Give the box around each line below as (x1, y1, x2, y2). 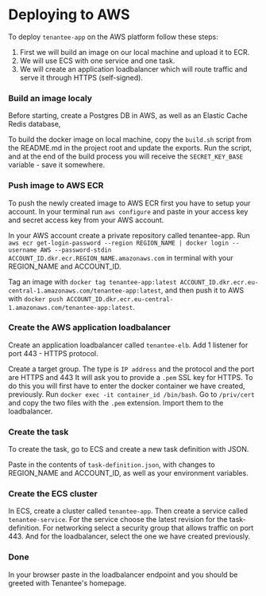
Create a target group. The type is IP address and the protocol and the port (8, 364, 255, 374)
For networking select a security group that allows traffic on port (42, 523, 254, 533)
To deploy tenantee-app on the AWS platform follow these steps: (8, 32, 218, 41)
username (8, 245, 37, 254)
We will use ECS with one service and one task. (19, 56, 175, 65)
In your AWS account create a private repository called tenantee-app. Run (8, 230, 250, 240)
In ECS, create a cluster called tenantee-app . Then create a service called (8, 506, 249, 516)
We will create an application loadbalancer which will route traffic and (19, 64, 248, 73)
